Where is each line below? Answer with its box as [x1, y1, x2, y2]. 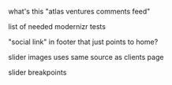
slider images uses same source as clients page [8, 53, 164, 61]
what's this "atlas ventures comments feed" [8, 7, 151, 16]
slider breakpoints [8, 68, 67, 77]
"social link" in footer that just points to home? [8, 37, 159, 46]
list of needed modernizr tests [8, 22, 107, 31]
